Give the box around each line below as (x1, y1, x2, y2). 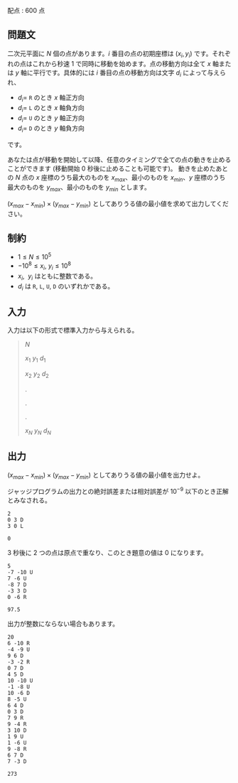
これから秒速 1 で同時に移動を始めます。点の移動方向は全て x (31, 59, 211, 67)
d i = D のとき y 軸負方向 (17, 124, 85, 134)
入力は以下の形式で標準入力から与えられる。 (7, 326, 139, 335)
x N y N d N (24, 426, 52, 436)
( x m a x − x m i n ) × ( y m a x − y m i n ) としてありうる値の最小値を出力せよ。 (7, 470, 205, 481)
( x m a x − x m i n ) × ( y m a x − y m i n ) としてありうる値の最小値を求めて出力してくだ (7, 200, 229, 210)
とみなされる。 (7, 496, 51, 504)
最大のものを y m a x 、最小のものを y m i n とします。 (7, 183, 151, 193)
